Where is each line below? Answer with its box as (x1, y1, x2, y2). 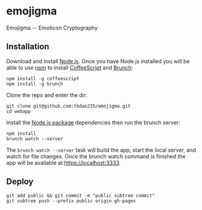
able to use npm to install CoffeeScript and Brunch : (6, 64, 133, 71)
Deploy (6, 176, 34, 187)
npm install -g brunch (6, 81, 63, 87)
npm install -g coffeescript (6, 75, 80, 82)
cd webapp (6, 108, 31, 114)
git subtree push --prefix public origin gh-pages (6, 197, 136, 204)
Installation (6, 42, 49, 52)
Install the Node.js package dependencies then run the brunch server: (6, 119, 181, 126)
